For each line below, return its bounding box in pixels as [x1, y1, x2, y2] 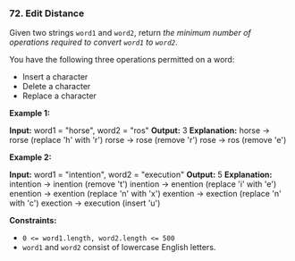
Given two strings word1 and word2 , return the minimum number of [9, 28, 252, 38]
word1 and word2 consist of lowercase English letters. [21, 242, 216, 253]
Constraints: [9, 215, 57, 226]
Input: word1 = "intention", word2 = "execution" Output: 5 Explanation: [9, 169, 273, 181]
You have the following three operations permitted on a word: [9, 55, 235, 65]
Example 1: [9, 108, 51, 119]
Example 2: [9, 152, 52, 163]
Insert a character [21, 72, 88, 82]
